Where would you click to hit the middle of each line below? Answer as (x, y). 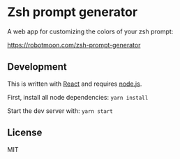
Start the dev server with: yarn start (60, 111)
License (25, 133)
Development (37, 67)
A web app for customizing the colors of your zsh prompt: (90, 31)
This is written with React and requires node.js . (75, 84)
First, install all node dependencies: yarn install (78, 97)
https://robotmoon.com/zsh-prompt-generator (74, 45)
